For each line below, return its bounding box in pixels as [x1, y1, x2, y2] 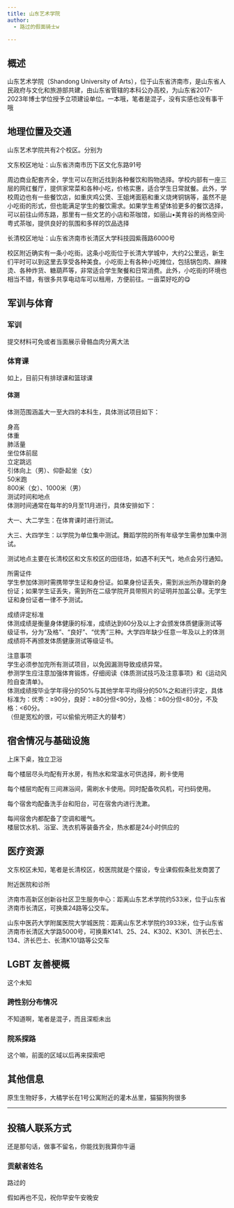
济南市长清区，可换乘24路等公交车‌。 [7, 903, 113, 912]
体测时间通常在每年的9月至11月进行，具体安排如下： [7, 501, 157, 510]
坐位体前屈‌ [7, 449, 38, 458]
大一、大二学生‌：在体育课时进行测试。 [7, 516, 117, 525]
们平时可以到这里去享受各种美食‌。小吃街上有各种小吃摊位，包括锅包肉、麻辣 [7, 257, 227, 265]
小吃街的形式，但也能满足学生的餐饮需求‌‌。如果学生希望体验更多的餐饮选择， [7, 201, 227, 210]
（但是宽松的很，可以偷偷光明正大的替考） [7, 713, 130, 721]
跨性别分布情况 [7, 997, 58, 1007]
